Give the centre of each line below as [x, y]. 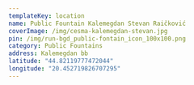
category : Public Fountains [56, 46]
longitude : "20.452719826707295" [65, 69]
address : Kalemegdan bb [48, 53]
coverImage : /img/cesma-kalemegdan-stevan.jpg [88, 31]
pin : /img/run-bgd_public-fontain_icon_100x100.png [97, 38]
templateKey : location [46, 16]
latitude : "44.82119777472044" [61, 62]
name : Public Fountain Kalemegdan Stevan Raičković [97, 23]
